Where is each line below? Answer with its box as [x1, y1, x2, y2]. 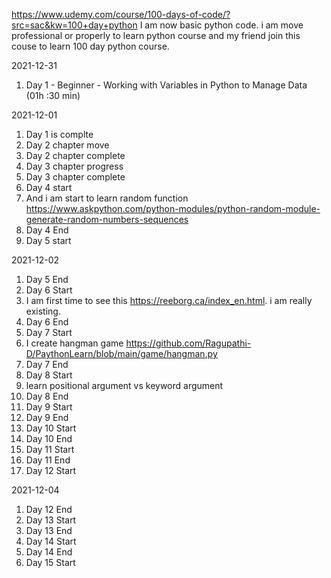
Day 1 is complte [25, 129, 94, 140]
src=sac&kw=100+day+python [11, 19, 138, 31]
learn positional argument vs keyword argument [25, 380, 224, 391]
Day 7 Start [25, 327, 73, 338]
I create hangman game [25, 337, 124, 349]
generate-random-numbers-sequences [25, 214, 189, 225]
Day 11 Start [25, 444, 75, 455]
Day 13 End [25, 525, 73, 536]
